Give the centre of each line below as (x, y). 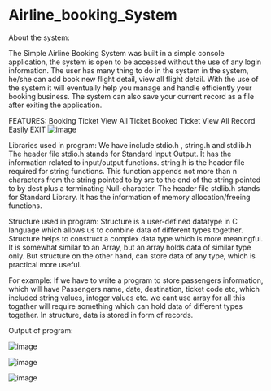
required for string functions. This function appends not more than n (123, 171)
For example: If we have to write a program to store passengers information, (136, 280)
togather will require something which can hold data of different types (125, 306)
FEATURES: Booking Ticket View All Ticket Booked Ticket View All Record (132, 120)
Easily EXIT (27, 129)
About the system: (39, 37)
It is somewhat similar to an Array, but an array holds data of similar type (130, 247)
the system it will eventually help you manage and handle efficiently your (130, 88)
